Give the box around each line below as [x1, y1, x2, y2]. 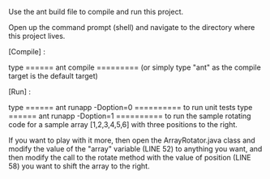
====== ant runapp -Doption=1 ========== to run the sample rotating [8, 111, 251, 121]
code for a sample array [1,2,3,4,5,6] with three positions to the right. [8, 120, 238, 129]
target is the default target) [8, 71, 99, 80]
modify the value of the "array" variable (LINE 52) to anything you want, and [8, 144, 263, 153]
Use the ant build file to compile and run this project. [8, 7, 184, 16]
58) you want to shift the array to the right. [8, 161, 150, 171]
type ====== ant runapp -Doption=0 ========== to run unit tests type [8, 103, 253, 112]
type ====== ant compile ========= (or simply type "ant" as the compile [8, 62, 261, 72]
